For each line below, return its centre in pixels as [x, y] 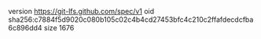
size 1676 [59, 28]
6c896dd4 [25, 28]
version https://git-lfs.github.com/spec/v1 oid [81, 11]
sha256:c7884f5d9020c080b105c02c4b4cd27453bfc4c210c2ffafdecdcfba [131, 19]
